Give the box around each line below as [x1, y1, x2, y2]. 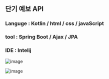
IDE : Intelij [5, 47, 31, 54]
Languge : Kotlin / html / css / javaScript [5, 20, 104, 27]
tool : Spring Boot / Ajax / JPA [5, 33, 78, 40]
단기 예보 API [5, 4, 44, 13]
